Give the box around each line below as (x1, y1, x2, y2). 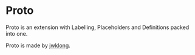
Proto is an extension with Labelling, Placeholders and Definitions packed (5, 24, 190, 31)
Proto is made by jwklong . (5, 42, 71, 49)
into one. (5, 30, 28, 37)
